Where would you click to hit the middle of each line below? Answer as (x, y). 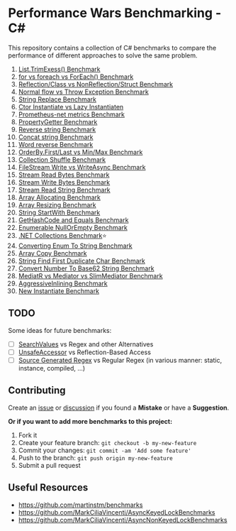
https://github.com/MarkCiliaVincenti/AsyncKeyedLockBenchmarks (117, 512)
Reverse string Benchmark (57, 129)
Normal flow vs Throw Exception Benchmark (84, 92)
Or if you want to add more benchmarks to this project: (90, 421)
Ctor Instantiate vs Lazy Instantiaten (71, 106)
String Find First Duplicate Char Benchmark (82, 261)
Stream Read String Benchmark (64, 190)
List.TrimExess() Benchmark (59, 69)
